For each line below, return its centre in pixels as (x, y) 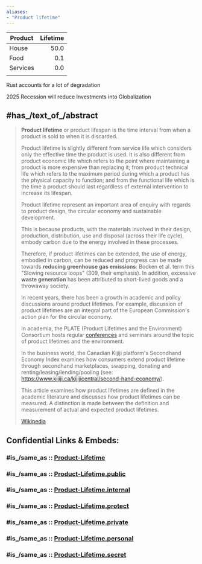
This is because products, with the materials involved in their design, (106, 229)
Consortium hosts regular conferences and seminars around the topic (108, 335)
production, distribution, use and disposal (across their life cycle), (102, 236)
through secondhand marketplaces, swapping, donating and (96, 366)
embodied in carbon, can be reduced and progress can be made (101, 260)
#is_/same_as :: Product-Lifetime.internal (68, 490)
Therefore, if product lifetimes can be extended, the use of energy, (104, 254)
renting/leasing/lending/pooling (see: (67, 373)
